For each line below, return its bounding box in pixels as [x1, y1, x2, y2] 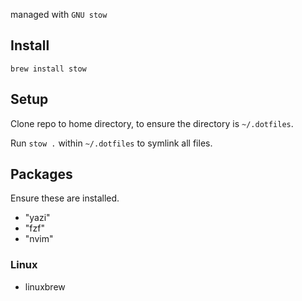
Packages [10, 166, 73, 183]
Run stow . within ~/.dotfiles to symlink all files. [10, 137, 213, 149]
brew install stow [10, 64, 87, 74]
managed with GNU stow [10, 9, 108, 20]
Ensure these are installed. [10, 192, 120, 204]
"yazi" [24, 212, 51, 224]
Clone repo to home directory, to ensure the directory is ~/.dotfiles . [10, 117, 294, 129]
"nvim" [24, 233, 54, 245]
